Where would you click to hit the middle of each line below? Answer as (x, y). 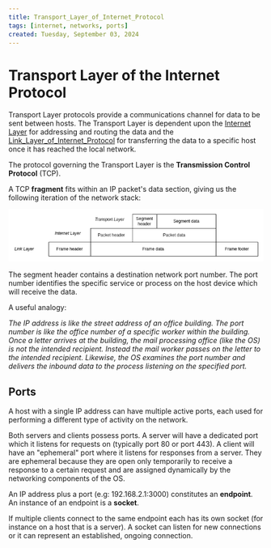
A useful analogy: (38, 308)
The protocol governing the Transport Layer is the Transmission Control (129, 165)
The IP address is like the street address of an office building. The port (126, 323)
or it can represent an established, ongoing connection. (101, 536)
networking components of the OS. (67, 478)
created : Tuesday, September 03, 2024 (74, 34)
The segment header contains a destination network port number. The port (133, 274)
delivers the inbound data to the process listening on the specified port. (128, 366)
